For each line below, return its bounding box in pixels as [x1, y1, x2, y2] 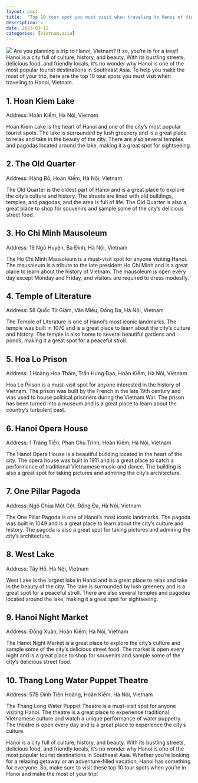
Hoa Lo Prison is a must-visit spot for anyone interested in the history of [6, 381, 181, 388]
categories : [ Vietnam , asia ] [6, 31, 75, 37]
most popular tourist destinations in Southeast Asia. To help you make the [6, 66, 185, 74]
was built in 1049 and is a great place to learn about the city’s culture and [6, 520, 184, 527]
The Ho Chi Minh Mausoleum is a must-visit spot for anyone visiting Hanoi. [6, 255, 187, 263]
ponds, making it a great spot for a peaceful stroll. [6, 337, 128, 344]
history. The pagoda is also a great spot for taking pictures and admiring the [6, 526, 191, 533]
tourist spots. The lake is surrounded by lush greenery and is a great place [6, 129, 187, 136]
